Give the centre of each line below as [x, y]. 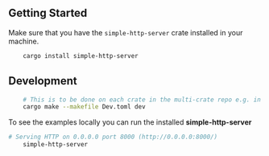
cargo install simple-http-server [81, 55]
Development [43, 81]
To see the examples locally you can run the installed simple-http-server [130, 122]
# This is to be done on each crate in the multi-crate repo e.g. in [142, 100]
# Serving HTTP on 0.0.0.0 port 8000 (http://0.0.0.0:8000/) [113, 137]
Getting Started [48, 13]
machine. [24, 41]
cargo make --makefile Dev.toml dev [85, 107]
